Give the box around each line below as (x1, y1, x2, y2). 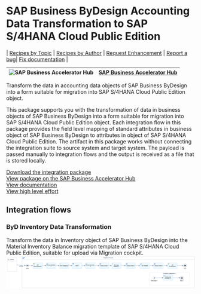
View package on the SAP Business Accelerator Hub (6, 174, 136, 182)
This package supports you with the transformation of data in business (6, 106, 181, 113)
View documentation (6, 181, 57, 188)
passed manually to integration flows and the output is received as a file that (6, 151, 194, 158)
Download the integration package (6, 169, 92, 176)
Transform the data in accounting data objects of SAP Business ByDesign (6, 82, 187, 89)
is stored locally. (6, 157, 47, 164)
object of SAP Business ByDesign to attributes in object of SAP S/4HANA (6, 131, 187, 139)
